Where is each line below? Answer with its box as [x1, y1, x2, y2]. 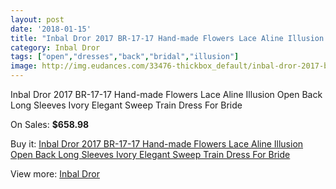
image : [10, 61, 38, 71]
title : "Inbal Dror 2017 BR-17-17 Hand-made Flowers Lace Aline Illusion [10, 33, 325, 43]
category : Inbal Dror [10, 42, 101, 53]
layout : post [10, 14, 65, 25]
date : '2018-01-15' [10, 24, 92, 34]
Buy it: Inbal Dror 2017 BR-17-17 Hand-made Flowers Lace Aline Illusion [10, 138, 304, 150]
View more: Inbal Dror [10, 168, 100, 180]
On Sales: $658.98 [10, 119, 90, 130]
